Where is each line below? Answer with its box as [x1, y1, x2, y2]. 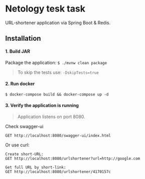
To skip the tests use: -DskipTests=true [17, 69, 99, 75]
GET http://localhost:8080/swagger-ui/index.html [5, 133, 111, 138]
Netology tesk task [5, 3, 85, 15]
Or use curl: [5, 142, 30, 148]
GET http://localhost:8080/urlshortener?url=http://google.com [5, 156, 140, 161]
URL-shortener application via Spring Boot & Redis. [5, 20, 111, 26]
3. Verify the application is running [5, 103, 79, 109]
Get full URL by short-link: [5, 164, 66, 170]
